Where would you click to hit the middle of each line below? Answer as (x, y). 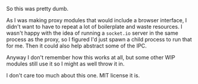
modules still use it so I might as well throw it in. (65, 64)
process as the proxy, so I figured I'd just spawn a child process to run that (99, 39)
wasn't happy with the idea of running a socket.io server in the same (92, 33)
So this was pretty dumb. (37, 9)
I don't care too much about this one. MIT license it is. (73, 75)
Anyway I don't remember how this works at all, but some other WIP (91, 57)
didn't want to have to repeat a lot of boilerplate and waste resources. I (94, 27)
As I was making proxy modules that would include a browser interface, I (97, 20)
